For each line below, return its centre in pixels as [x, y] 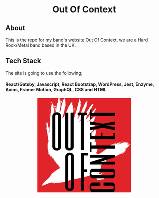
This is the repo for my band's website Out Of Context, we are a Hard [77, 40]
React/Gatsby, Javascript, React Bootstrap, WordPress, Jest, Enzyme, [80, 84]
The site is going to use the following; [44, 73]
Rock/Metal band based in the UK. [41, 45]
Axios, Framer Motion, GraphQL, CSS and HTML [56, 90]
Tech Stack [23, 61]
